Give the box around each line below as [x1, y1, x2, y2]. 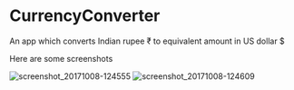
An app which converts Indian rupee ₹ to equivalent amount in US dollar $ [9, 35, 286, 46]
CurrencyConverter [9, 5, 161, 26]
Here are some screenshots [9, 53, 113, 64]
